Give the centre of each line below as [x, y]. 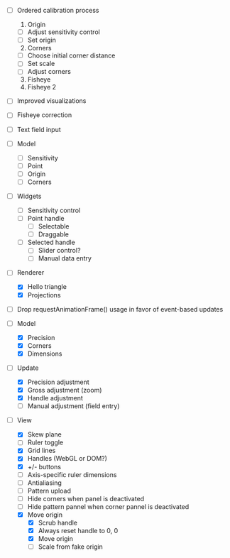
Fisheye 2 [42, 87]
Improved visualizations [51, 101]
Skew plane [44, 434]
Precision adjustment [58, 382]
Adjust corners [49, 72]
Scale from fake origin [71, 547]
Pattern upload [49, 491]
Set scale [41, 64]
